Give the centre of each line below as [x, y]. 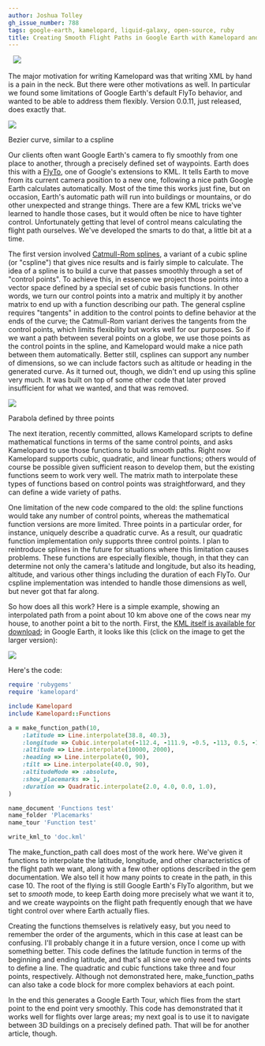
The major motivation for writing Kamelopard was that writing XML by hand [130, 77]
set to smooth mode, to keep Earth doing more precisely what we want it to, [131, 894]
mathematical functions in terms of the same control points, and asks [121, 442]
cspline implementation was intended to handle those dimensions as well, [127, 583]
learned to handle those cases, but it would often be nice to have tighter [125, 214]
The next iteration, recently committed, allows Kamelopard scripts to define [131, 434]
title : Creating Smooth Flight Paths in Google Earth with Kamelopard [127, 37]
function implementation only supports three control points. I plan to [119, 541]
